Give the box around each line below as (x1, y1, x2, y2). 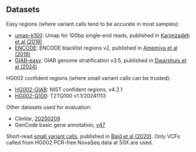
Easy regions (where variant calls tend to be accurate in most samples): (6, 20, 180, 27)
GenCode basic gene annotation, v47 (14, 121, 106, 128)
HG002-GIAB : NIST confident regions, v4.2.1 (14, 85, 122, 93)
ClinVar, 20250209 (14, 115, 61, 122)
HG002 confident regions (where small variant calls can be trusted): (6, 74, 171, 81)
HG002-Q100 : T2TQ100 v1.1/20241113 (14, 92, 106, 99)
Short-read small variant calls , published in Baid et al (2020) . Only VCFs (6, 133, 181, 140)
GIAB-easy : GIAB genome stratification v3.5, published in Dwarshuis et (14, 57, 187, 64)
